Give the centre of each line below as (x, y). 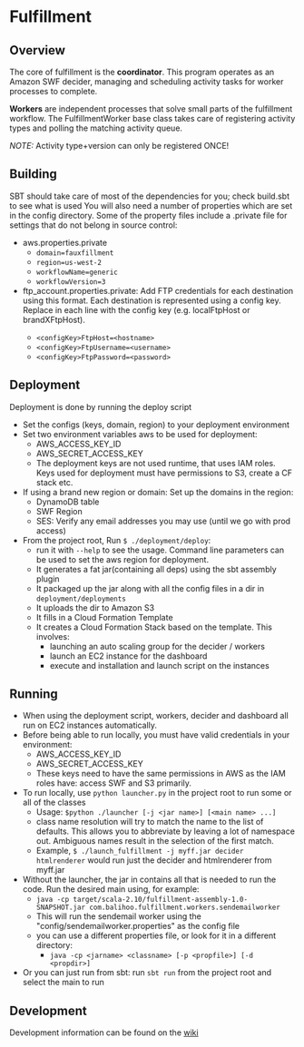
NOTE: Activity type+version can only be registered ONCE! (119, 146)
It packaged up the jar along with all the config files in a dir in (150, 588)
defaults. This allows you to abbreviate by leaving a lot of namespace (165, 831)
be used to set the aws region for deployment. (123, 559)
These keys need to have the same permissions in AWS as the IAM (161, 774)
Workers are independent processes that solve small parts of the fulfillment (151, 109)
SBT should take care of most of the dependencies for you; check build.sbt (150, 196)
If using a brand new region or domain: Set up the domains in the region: (158, 492)
